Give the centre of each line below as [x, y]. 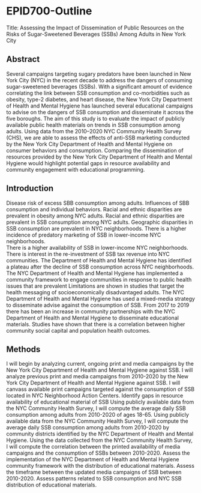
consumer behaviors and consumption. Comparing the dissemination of [95, 150]
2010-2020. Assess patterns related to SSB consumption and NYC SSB [94, 479]
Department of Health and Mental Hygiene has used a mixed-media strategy [100, 298]
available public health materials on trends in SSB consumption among [93, 125]
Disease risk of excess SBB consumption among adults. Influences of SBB [98, 203]
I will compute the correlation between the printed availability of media [93, 447]
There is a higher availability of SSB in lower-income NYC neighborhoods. [97, 247]
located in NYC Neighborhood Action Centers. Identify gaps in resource [95, 396]
